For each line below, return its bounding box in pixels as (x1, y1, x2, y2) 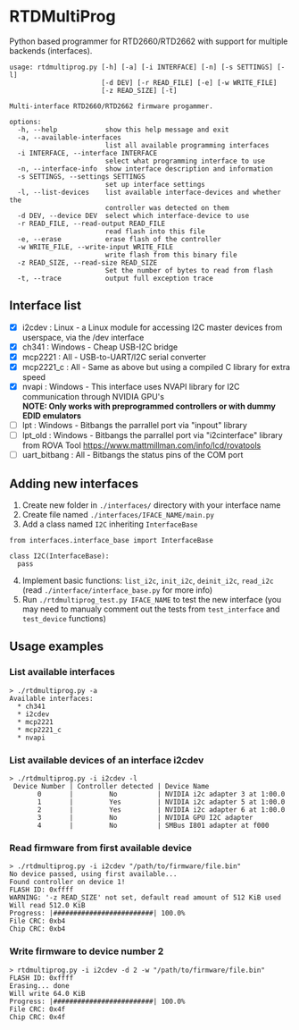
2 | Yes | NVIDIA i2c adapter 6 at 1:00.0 (37, 806, 286, 815)
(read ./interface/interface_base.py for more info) (21, 585, 213, 595)
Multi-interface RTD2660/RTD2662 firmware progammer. (9, 101, 214, 111)
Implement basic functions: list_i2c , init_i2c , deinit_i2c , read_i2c (21, 575, 274, 587)
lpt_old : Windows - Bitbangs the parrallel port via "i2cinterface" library (21, 430, 283, 441)
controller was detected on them (104, 203, 229, 212)
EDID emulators (21, 410, 82, 421)
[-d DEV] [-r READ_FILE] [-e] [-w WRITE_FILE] (101, 78, 278, 87)
